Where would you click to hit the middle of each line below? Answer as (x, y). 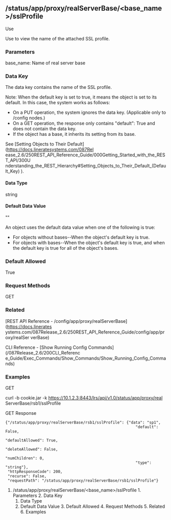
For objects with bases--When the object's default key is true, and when (89, 243)
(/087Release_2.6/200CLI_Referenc (43, 352)
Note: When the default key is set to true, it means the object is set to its (81, 97)
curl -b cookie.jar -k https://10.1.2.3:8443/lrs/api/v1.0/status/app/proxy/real (84, 398)
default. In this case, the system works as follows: (58, 103)
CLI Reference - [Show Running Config (46, 347)
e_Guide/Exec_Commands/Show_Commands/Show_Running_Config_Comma (86, 358)
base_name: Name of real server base (45, 63)
